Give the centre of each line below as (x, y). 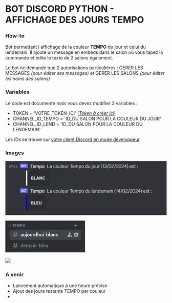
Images (15, 153)
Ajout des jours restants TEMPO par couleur (59, 291)
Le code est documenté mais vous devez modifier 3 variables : (71, 103)
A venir (15, 274)
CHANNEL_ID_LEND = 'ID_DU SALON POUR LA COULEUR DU (78, 124)
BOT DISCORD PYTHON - (60, 9)
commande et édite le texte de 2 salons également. (59, 58)
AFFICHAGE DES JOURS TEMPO (75, 20)
